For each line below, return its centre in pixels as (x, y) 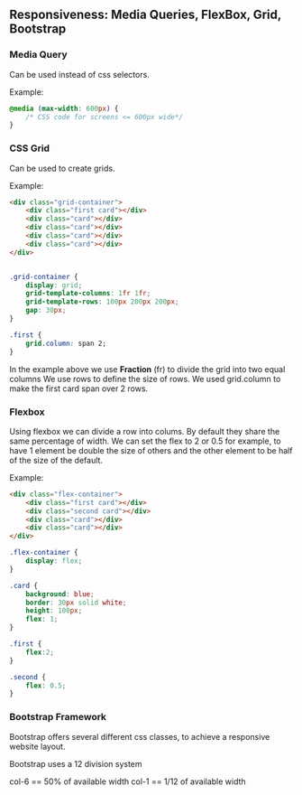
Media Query (38, 55)
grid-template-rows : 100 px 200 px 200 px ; (102, 302)
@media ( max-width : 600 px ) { (64, 108)
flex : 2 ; (40, 652)
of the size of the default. (56, 460)
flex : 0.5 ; (46, 686)
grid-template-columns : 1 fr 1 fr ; (88, 294)
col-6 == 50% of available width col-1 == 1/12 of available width (128, 781)
